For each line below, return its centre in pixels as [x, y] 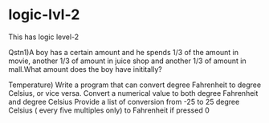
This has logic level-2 [44, 37]
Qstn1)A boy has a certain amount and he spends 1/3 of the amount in [124, 52]
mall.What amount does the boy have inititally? [85, 69]
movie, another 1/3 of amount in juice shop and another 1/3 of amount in [127, 61]
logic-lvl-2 [44, 15]
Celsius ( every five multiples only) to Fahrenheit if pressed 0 [109, 110]
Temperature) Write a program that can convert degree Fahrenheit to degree [135, 85]
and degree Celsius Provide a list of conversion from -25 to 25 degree [124, 101]
